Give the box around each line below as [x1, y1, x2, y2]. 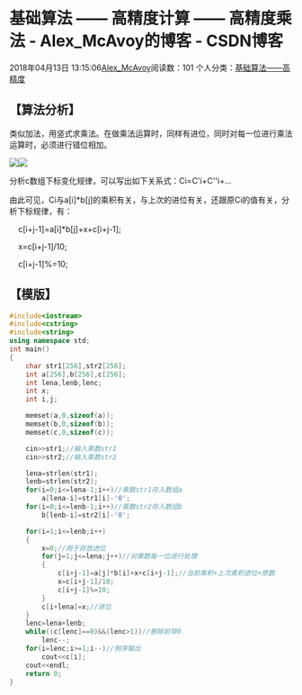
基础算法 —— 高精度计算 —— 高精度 [9, 8, 277, 29]
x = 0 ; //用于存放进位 [41, 544, 106, 553]
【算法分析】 [9, 103, 81, 118]
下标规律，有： [16, 205, 73, 216]
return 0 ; [25, 669, 63, 678]
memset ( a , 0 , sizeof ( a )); [25, 411, 115, 420]
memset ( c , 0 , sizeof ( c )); [25, 428, 115, 437]
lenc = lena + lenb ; [25, 618, 87, 628]
